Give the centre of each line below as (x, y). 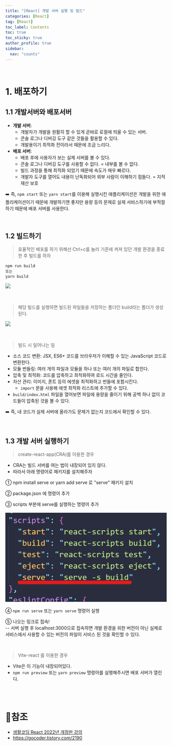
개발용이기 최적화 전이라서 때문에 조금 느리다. (66, 145)
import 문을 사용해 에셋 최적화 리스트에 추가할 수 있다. (74, 388)
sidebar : (15, 49)
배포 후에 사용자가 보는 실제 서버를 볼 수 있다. (65, 157)
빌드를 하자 (40, 256)
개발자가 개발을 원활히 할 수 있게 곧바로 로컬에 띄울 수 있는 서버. (84, 132)
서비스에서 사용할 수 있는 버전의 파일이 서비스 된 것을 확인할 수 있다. (73, 634)
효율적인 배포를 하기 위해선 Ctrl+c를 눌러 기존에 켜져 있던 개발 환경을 (86, 249)
